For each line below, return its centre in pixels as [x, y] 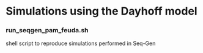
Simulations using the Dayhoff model [102, 11]
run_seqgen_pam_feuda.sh [47, 30]
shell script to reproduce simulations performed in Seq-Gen [81, 43]
